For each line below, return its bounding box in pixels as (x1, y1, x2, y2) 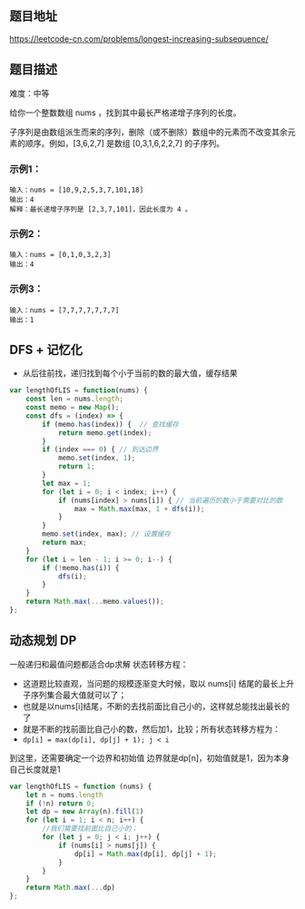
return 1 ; (57, 462, 95, 471)
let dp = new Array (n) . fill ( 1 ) (25, 807, 144, 816)
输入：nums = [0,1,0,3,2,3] (9, 251, 112, 260)
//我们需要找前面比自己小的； (42, 825, 139, 834)
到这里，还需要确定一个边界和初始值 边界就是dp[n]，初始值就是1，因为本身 (9, 752, 290, 763)
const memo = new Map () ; (25, 403, 120, 412)
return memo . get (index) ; (57, 428, 152, 438)
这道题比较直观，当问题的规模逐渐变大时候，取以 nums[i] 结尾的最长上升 (22, 677, 295, 688)
